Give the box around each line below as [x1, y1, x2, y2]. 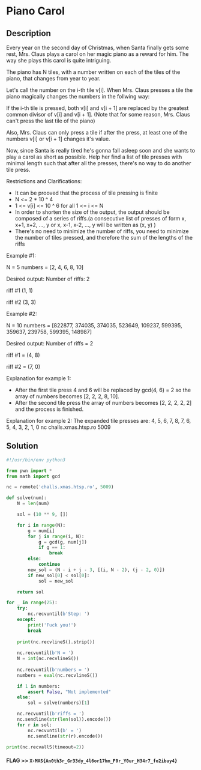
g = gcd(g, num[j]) [38, 539, 87, 545]
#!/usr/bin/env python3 [6, 456, 66, 463]
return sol [17, 589, 44, 595]
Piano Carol [6, 4, 65, 18]
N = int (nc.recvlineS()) [17, 656, 79, 662]
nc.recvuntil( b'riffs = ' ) [17, 711, 85, 717]
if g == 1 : [38, 545, 66, 551]
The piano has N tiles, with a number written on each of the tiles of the [6, 68, 181, 76]
